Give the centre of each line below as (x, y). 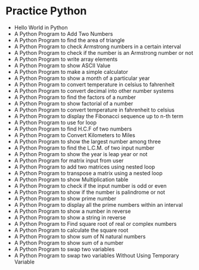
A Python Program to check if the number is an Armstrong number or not (104, 52)
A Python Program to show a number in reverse (72, 211)
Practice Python (46, 11)
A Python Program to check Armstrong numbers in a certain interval (97, 46)
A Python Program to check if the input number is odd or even (90, 185)
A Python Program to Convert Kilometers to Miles (74, 135)
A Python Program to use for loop (55, 122)
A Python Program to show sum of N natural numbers (80, 236)
